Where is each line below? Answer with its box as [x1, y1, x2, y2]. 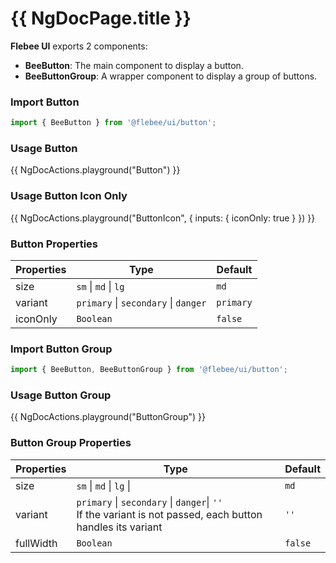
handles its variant [76, 520, 163, 534]
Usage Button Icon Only [10, 189, 128, 203]
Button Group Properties [10, 436, 132, 450]
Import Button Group [10, 342, 113, 356]
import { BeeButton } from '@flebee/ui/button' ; [10, 118, 217, 128]
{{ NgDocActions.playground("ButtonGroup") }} [10, 411, 206, 423]
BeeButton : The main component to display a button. [24, 59, 244, 71]
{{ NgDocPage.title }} [10, 7, 192, 30]
